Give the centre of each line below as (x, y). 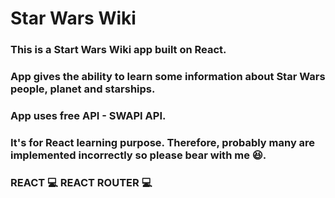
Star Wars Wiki (73, 18)
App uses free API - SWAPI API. (88, 115)
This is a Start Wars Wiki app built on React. (118, 50)
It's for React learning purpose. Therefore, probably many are (163, 142)
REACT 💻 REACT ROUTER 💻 (81, 182)
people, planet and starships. (83, 89)
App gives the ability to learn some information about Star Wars (168, 77)
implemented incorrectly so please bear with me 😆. (138, 155)
